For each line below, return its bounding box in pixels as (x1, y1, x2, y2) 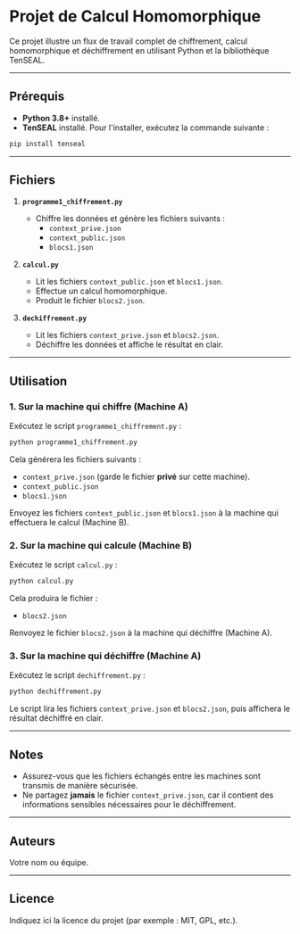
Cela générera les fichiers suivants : (9, 454, 141, 465)
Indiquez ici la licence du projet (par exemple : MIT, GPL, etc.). (9, 914, 238, 925)
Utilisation (9, 373, 68, 389)
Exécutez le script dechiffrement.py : (9, 670, 146, 681)
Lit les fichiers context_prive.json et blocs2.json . (35, 330, 220, 341)
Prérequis (9, 89, 65, 104)
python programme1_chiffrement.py (9, 438, 138, 447)
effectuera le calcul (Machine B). (9, 517, 129, 527)
